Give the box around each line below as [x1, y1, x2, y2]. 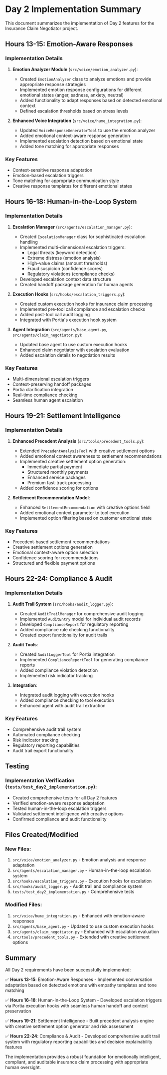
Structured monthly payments [27, 469, 89, 475]
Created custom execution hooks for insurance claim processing [19, 301, 153, 307]
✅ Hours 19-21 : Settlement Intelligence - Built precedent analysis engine [5, 1018, 154, 1024]
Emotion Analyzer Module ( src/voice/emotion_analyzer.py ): [12, 66, 138, 72]
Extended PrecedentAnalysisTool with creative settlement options [19, 448, 155, 454]
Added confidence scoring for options [19, 485, 99, 491]
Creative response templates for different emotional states [12, 183, 133, 189]
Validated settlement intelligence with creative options [12, 810, 124, 816]
